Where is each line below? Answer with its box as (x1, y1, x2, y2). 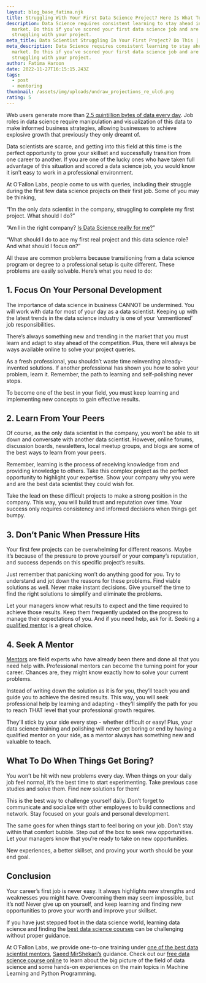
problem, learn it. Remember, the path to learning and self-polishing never (6, 370, 193, 378)
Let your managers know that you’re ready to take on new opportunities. (6, 835, 189, 842)
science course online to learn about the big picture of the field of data (6, 957, 185, 964)
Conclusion (6, 871, 51, 881)
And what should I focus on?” (6, 242, 81, 249)
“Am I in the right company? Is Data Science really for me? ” (6, 224, 155, 231)
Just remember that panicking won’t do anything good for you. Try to (6, 571, 181, 578)
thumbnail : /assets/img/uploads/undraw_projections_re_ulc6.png (6, 89, 174, 95)
